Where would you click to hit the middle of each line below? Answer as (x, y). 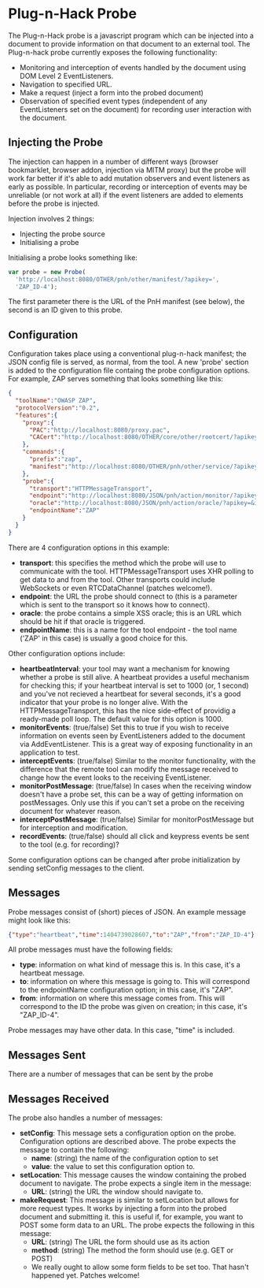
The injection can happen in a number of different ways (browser (113, 161)
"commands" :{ (44, 452)
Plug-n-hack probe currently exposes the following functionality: (113, 52)
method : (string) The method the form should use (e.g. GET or (132, 1250)
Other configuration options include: (67, 653)
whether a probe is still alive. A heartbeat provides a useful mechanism (134, 677)
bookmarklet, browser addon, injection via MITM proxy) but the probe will (127, 169)
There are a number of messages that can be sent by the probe (111, 1074)
